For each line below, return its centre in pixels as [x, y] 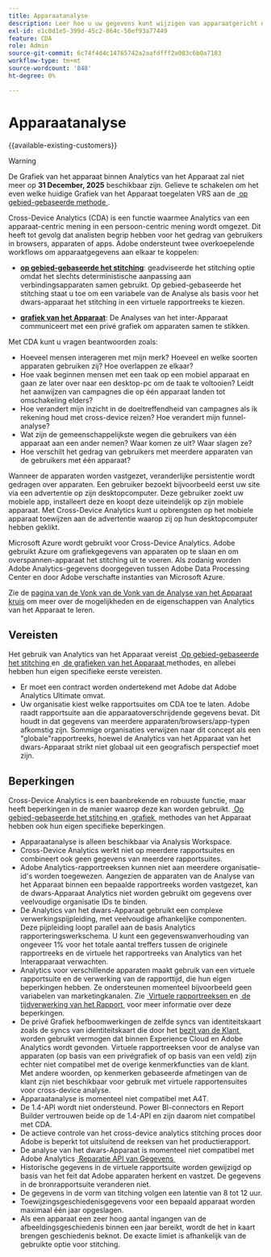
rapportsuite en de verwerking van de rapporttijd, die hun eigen [125, 979]
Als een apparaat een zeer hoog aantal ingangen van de [113, 1219]
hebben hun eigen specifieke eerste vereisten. [85, 672]
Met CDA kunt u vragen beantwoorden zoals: [83, 341]
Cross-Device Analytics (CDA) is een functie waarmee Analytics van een [129, 218]
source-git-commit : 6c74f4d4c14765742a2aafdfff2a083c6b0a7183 [115, 53]
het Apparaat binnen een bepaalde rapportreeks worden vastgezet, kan [139, 884]
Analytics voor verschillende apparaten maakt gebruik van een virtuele [138, 970]
